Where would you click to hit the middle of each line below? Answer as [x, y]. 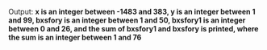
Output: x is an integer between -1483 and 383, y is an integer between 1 [132, 12]
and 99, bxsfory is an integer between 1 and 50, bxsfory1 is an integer [127, 20]
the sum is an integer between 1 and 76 [75, 37]
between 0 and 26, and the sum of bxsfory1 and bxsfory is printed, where [133, 29]
